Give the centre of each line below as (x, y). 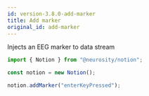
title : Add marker (34, 20)
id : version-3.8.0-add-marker (52, 14)
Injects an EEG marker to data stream (61, 47)
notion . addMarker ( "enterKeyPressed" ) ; (64, 85)
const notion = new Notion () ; (52, 73)
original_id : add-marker (44, 27)
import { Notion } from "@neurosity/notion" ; (75, 60)
